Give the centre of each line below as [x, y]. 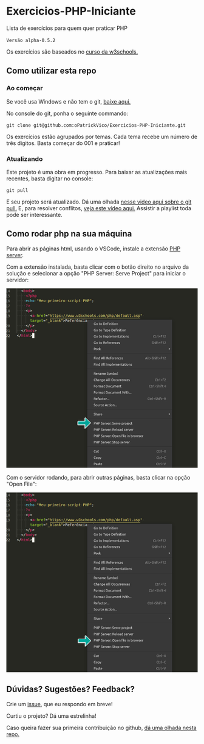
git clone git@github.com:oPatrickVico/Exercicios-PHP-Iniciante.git [96, 125]
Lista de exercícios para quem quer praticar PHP [67, 28]
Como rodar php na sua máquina [69, 234]
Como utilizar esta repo [51, 71]
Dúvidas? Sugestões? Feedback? [71, 689]
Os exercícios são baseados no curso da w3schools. [72, 51]
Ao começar [25, 88]
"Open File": [22, 484]
